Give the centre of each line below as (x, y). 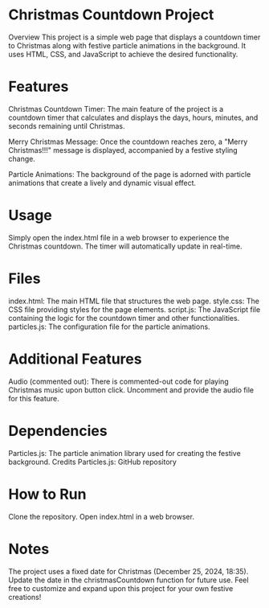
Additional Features (75, 359)
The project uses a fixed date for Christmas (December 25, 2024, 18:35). (128, 571)
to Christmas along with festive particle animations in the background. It (127, 45)
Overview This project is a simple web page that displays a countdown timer (134, 37)
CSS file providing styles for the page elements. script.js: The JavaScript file (134, 309)
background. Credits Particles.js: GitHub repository (92, 462)
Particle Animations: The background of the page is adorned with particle (130, 174)
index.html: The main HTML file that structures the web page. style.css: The (134, 301)
